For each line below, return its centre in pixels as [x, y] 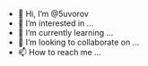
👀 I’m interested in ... [56, 23]
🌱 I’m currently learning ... [65, 33]
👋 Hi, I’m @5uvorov [53, 14]
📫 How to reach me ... [59, 52]
